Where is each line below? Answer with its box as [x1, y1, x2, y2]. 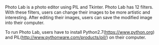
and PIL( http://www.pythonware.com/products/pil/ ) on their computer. [5, 34, 146, 40]
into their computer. [5, 20, 45, 25]
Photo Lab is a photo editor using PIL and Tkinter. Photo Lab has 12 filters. [5, 4, 154, 10]
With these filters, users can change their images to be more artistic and [5, 9, 150, 15]
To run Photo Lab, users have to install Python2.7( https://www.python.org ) [5, 29, 155, 35]
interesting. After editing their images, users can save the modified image [5, 15, 153, 20]
